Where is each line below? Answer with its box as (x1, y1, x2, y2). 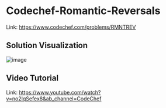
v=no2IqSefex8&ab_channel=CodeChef (6, 95, 102, 102)
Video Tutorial (6, 73, 59, 83)
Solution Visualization (6, 41, 88, 50)
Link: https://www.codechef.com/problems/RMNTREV (6, 23, 136, 31)
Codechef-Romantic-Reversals (6, 4, 161, 18)
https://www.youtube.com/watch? (19, 89, 101, 96)
